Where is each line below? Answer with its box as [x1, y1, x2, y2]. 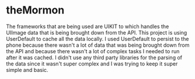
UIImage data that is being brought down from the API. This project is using [6, 29, 187, 36]
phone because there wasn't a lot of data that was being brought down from [6, 42, 190, 49]
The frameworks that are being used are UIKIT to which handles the [6, 23, 169, 30]
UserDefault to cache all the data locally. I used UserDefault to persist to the [6, 35, 189, 42]
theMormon [6, 4, 65, 17]
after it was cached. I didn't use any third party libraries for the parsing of [6, 54, 183, 61]
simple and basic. [6, 66, 48, 73]
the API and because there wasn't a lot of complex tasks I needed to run [6, 47, 180, 54]
